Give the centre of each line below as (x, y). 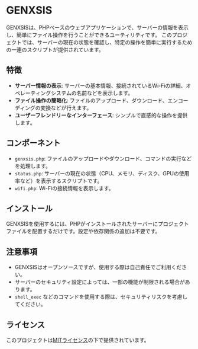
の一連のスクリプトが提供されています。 (55, 49)
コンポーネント (33, 143)
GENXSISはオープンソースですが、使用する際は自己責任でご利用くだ (98, 267)
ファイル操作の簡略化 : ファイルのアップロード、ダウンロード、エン (96, 100)
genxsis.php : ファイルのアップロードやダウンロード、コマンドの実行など (103, 158)
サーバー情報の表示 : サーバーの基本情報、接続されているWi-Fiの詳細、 (100, 85)
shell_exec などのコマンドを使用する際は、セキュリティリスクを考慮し (101, 297)
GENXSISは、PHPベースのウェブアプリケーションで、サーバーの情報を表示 (98, 27)
